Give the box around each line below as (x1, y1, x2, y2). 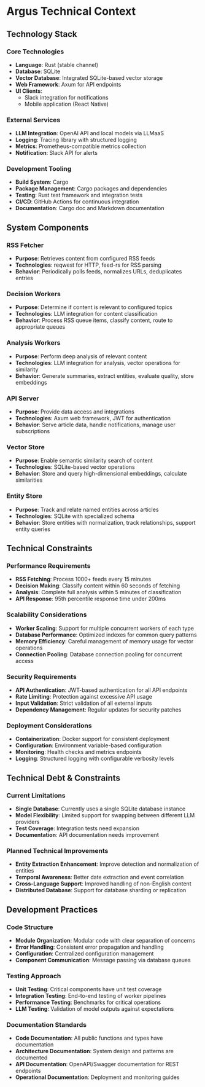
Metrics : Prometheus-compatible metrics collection (15, 143, 147, 150)
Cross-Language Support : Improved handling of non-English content (15, 880, 191, 887)
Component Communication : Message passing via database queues (15, 956, 191, 963)
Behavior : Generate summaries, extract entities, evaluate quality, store (15, 372, 195, 379)
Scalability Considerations (6, 610, 87, 619)
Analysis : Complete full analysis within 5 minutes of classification (15, 589, 182, 596)
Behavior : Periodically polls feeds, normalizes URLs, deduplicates (15, 268, 182, 275)
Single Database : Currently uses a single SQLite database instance (15, 805, 186, 812)
